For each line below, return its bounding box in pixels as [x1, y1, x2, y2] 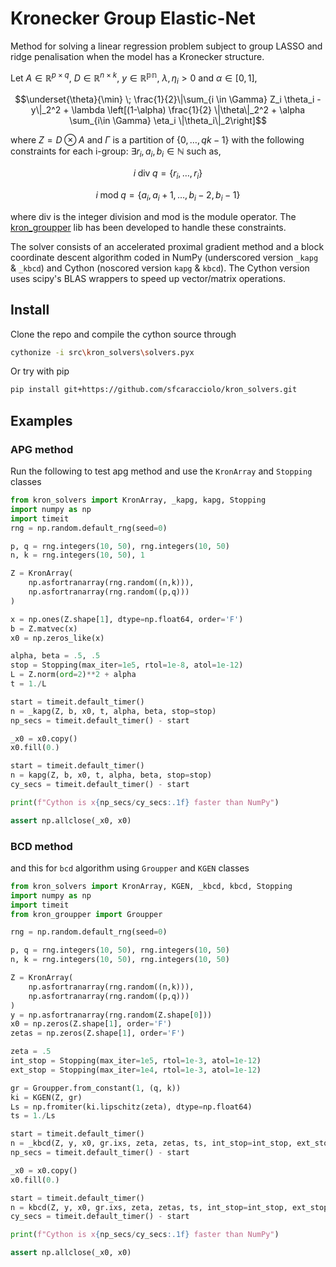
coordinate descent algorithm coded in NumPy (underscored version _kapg [10, 251, 319, 263]
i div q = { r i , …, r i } [133, 167, 203, 181]
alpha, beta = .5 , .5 [10, 651, 101, 661]
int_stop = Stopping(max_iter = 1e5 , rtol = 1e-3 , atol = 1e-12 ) [10, 1056, 262, 1066]
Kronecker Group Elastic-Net [10, 7, 256, 30]
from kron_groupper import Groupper [10, 909, 163, 919]
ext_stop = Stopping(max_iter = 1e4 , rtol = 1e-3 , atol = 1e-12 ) [10, 1065, 262, 1075]
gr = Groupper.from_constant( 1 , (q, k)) [10, 1083, 182, 1093]
